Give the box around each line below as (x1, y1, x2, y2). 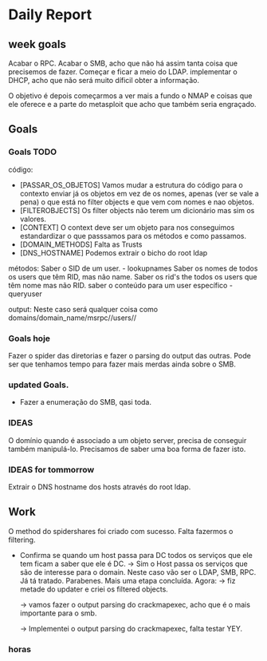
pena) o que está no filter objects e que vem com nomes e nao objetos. (19, 197, 255, 207)
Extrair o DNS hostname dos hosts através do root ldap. (8, 481, 191, 492)
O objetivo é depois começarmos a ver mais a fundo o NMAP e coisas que (8, 91, 253, 101)
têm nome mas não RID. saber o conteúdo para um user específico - (8, 280, 234, 290)
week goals (8, 38, 66, 51)
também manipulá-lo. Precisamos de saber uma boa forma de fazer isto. (8, 444, 246, 453)
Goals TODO (8, 146, 57, 157)
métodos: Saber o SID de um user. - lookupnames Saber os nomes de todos (8, 263, 258, 273)
